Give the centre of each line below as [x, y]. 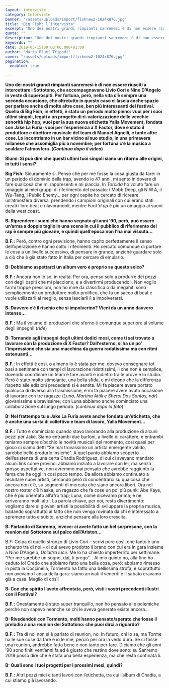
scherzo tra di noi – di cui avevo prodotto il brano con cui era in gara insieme [84, 547]
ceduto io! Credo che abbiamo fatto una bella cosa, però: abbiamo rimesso [82, 563]
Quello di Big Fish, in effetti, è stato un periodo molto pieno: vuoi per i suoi [84, 112]
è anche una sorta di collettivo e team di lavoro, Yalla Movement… [75, 422]
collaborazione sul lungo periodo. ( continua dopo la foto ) [64, 407]
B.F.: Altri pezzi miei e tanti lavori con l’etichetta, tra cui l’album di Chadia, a [83, 675]
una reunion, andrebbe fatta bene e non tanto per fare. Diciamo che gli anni [83, 645]
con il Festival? [21, 594]
